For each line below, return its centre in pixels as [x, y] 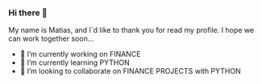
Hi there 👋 [28, 13]
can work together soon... [51, 38]
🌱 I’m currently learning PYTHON [75, 62]
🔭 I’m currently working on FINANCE [80, 54]
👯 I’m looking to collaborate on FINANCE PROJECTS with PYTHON [131, 71]
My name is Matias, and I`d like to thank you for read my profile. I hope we [131, 30]
